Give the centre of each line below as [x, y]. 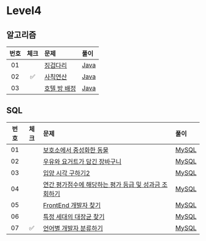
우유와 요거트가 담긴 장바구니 [82, 161]
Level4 [24, 11]
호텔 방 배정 [60, 88]
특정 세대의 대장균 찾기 [74, 216]
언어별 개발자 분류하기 [73, 228]
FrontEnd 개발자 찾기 [72, 205]
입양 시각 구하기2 [66, 173]
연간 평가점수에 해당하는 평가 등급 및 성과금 [101, 185]
